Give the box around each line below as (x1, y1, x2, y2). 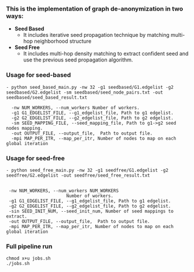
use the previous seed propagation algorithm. (23, 56, 133, 63)
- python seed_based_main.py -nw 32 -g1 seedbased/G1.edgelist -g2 (6, 84, 174, 90)
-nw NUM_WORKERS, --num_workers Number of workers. (11, 105, 140, 111)
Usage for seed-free (6, 154, 65, 162)
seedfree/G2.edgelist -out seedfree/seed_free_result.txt (6, 172, 150, 178)
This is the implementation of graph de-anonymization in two (6, 5, 183, 13)
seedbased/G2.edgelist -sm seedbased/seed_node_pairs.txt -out (6, 89, 164, 95)
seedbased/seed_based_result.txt (6, 94, 88, 101)
